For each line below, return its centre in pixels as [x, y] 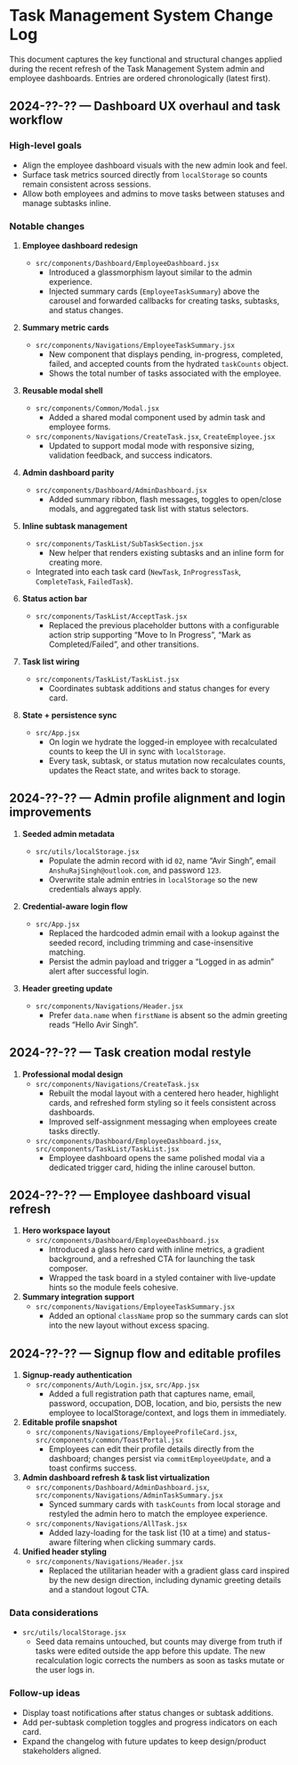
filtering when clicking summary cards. [145, 1542]
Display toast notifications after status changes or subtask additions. [148, 1712]
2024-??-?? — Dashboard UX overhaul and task [145, 107]
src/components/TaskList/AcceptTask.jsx [111, 617]
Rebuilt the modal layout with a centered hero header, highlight [164, 1093]
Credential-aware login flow [75, 906]
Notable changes [47, 226]
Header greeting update [67, 988]
